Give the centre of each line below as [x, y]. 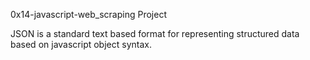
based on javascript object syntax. [81, 44]
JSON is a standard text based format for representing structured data [155, 33]
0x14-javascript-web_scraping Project [88, 14]
